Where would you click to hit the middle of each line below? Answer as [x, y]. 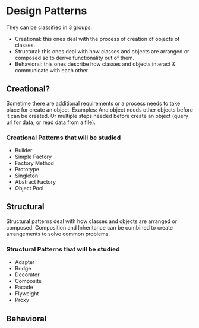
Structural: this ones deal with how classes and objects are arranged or [102, 51]
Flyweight [27, 294]
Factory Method [34, 163]
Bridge [23, 269]
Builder [23, 151]
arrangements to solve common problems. [58, 234]
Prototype [27, 170]
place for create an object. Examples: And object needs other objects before [99, 109]
